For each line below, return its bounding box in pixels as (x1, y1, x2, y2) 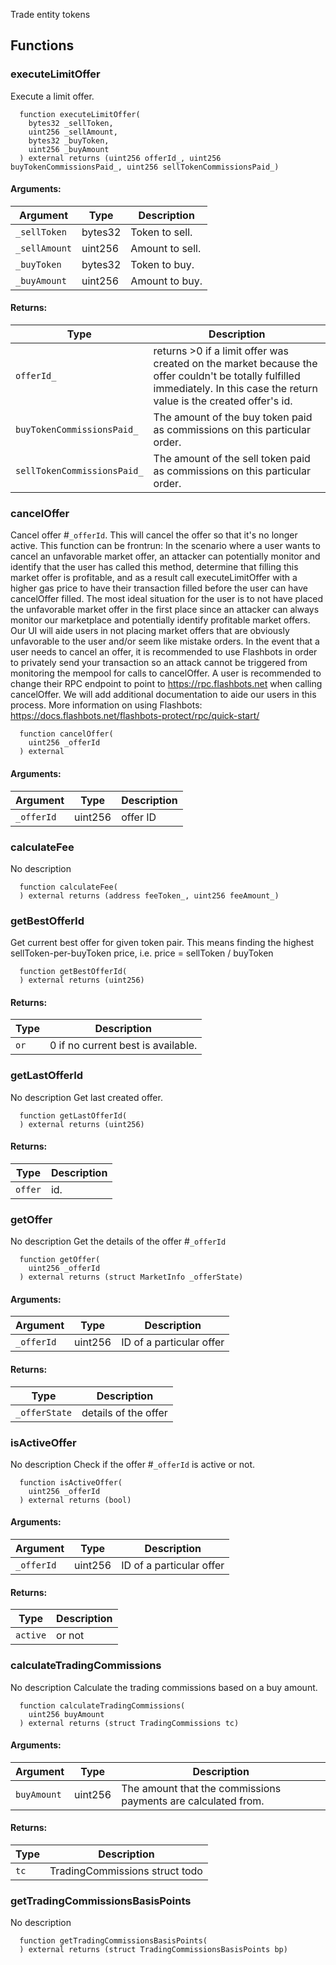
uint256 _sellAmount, (28, 127, 118, 137)
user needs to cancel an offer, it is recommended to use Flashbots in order (10, 646, 318, 658)
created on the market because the (153, 357, 318, 371)
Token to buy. (130, 257, 195, 271)
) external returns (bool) (19, 1495, 132, 1505)
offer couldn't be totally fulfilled (153, 369, 301, 383)
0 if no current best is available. (49, 1039, 198, 1053)
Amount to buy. (130, 274, 203, 288)
